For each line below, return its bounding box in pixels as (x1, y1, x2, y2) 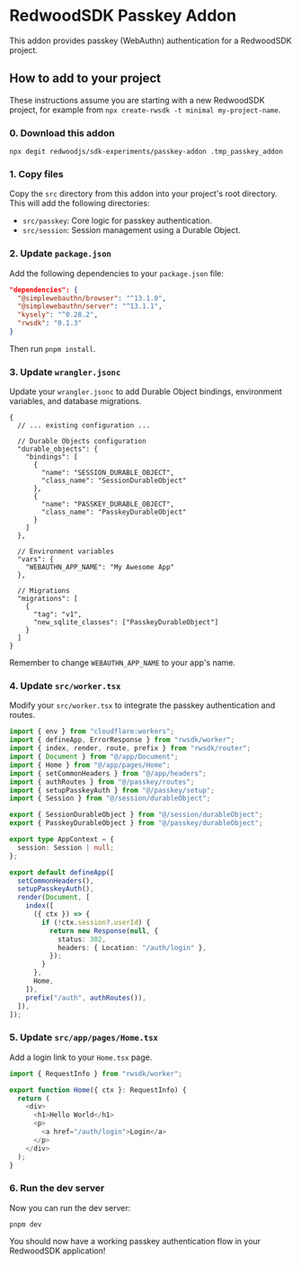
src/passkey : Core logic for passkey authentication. (22, 215, 213, 226)
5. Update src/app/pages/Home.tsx (9, 1031, 159, 1044)
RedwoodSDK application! (9, 1245, 106, 1256)
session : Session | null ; (17, 843, 115, 852)
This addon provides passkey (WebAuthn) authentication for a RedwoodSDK (9, 35, 292, 46)
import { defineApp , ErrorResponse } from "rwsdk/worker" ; (9, 735, 235, 745)
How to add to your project (9, 71, 162, 86)
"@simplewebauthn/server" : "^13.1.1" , (17, 302, 164, 311)
